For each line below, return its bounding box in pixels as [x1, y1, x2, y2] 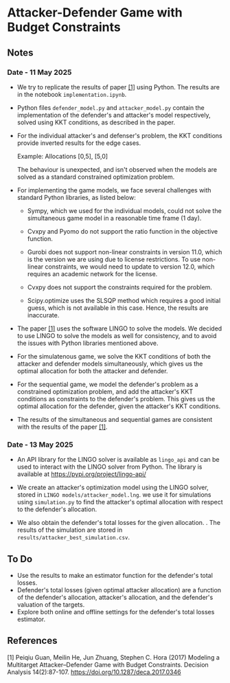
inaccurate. [27, 311, 60, 319]
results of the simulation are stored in [16, 526, 123, 534]
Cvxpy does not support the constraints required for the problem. [27, 283, 213, 291]
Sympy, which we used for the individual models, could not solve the [27, 206, 222, 214]
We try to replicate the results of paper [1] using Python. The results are [16, 82, 220, 91]
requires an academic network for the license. [27, 269, 158, 278]
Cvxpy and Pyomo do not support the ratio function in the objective [27, 227, 218, 235]
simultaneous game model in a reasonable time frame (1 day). [27, 214, 202, 222]
